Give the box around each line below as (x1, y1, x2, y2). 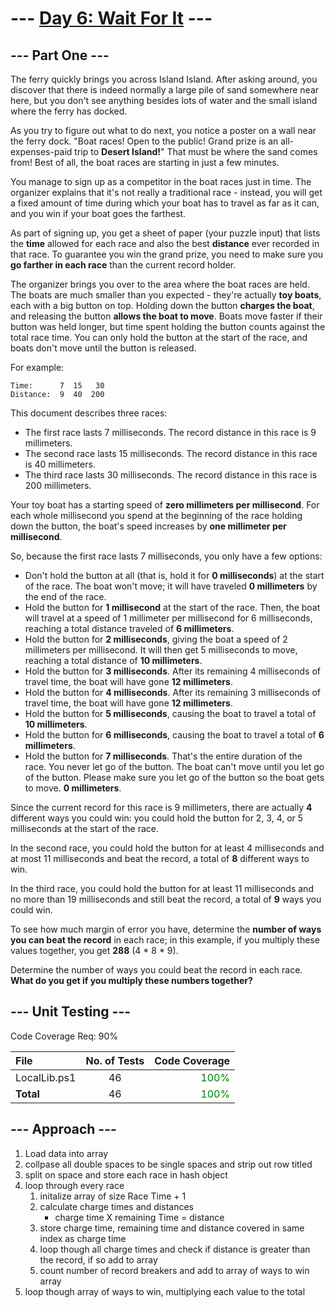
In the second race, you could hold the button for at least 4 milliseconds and (10, 842, 325, 854)
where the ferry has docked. (10, 105, 128, 117)
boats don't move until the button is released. (10, 342, 197, 354)
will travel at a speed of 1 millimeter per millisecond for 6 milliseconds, (24, 612, 313, 624)
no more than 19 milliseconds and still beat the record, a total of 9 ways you (10, 893, 322, 905)
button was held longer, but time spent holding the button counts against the (10, 321, 326, 332)
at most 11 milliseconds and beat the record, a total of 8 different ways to (10, 853, 310, 864)
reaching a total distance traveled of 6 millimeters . (24, 623, 235, 634)
